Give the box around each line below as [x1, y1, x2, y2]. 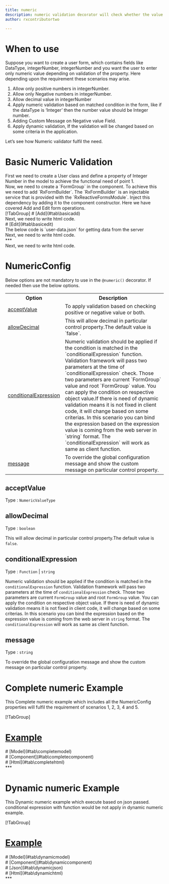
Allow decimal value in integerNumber [12, 97, 92, 103]
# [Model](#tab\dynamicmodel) [5, 854, 70, 860]
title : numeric [5, 7, 37, 13]
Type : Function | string [5, 568, 55, 574]
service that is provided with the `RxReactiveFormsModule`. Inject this [5, 194, 150, 200]
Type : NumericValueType [5, 497, 56, 503]
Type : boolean [5, 525, 35, 531]
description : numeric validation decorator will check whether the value [5, 12, 163, 17]
